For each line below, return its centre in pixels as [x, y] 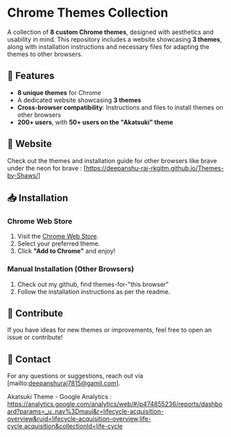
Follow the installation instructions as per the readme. [94, 291]
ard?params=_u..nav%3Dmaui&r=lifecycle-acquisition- [86, 411]
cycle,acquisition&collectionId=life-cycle [65, 426]
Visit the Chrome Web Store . [58, 237]
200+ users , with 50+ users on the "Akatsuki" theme [95, 122]
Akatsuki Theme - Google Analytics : [60, 397]
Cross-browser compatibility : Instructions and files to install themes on [120, 107]
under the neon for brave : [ [47, 168]
